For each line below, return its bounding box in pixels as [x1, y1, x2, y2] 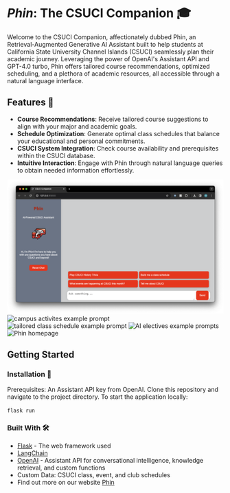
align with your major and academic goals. [16, 122, 137, 131]
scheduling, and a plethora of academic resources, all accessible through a [7, 69, 220, 78]
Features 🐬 [7, 97, 54, 109]
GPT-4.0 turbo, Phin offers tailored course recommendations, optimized [7, 62, 211, 70]
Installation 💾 [7, 369, 52, 379]
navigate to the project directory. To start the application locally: [7, 393, 188, 401]
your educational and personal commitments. [16, 137, 146, 145]
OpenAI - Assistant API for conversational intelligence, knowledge [16, 456, 204, 464]
